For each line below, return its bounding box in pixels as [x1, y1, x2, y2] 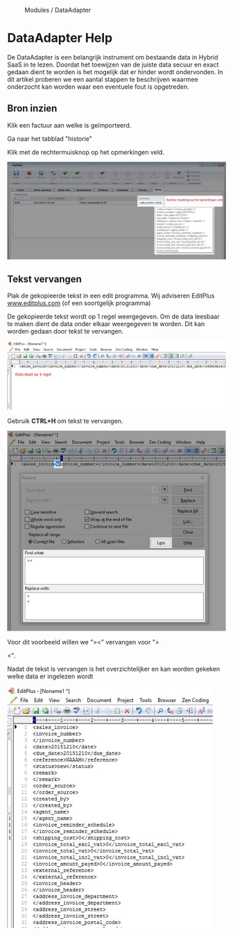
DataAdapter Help [7, 31, 113, 46]
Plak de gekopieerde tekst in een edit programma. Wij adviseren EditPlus [7, 291, 215, 300]
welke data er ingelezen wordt [7, 672, 94, 680]
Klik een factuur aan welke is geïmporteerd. [7, 121, 132, 129]
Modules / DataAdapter [24, 6, 92, 14]
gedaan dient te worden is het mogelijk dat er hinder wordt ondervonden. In [7, 67, 223, 76]
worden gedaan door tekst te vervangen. [7, 327, 124, 335]
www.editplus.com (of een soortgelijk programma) [7, 298, 151, 307]
